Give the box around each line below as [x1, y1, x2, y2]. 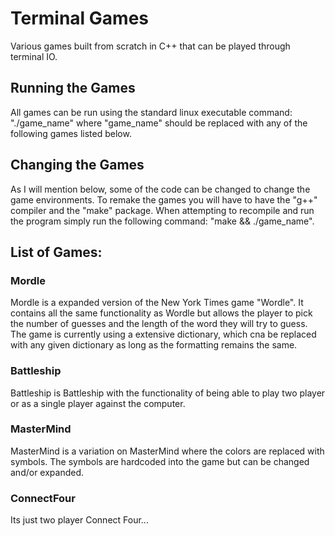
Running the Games [10, 80, 136, 97]
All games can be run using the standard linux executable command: [10, 106, 293, 118]
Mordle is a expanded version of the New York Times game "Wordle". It [10, 297, 304, 309]
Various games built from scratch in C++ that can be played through [10, 40, 291, 52]
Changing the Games [10, 157, 145, 174]
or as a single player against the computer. [10, 397, 186, 409]
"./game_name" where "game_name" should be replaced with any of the [10, 117, 308, 129]
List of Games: [10, 243, 103, 261]
